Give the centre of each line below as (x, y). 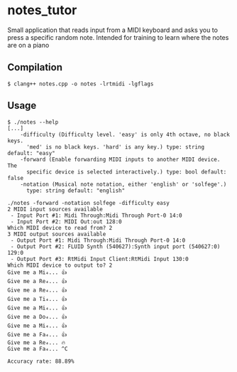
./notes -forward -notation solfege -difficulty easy (89, 203)
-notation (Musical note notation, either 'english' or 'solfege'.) (123, 184)
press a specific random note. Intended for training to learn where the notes (118, 37)
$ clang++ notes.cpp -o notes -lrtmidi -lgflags (81, 84)
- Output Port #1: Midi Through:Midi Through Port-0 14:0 (98, 240)
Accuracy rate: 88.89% (41, 361)
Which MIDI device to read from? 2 (60, 228)
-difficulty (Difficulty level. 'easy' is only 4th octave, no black (125, 134)
